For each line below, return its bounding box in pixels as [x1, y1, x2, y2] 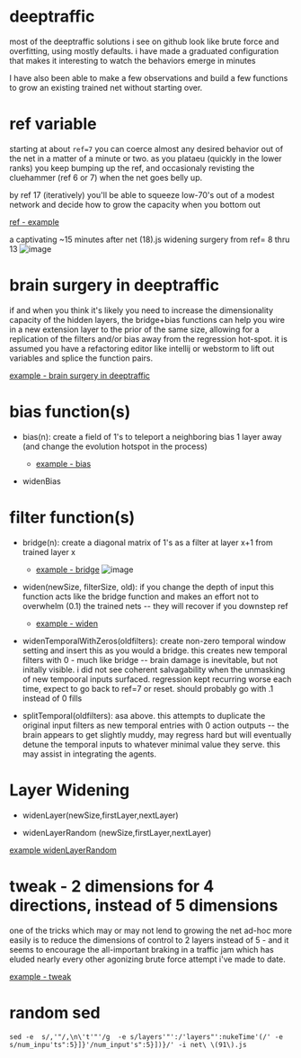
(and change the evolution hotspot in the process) [22, 441, 208, 452]
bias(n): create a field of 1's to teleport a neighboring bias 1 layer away [22, 431, 282, 442]
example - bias [35, 458, 92, 469]
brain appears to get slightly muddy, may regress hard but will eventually [22, 729, 292, 740]
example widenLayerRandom [9, 844, 117, 856]
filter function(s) [9, 507, 136, 527]
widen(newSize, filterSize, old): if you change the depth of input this [22, 581, 274, 592]
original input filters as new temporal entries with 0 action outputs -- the [22, 720, 289, 731]
